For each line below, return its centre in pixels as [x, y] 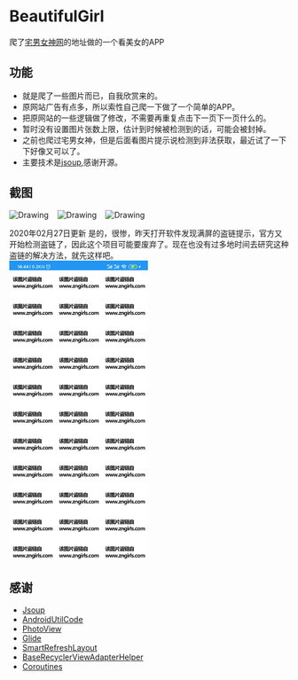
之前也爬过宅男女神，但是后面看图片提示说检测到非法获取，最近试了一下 [154, 140]
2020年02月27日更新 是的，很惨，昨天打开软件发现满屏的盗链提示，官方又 [146, 233]
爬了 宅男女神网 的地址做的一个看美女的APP [87, 42]
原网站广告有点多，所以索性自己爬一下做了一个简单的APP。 [131, 106]
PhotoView [42, 629]
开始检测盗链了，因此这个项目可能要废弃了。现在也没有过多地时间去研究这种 [149, 244]
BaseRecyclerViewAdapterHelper [82, 657]
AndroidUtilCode [52, 619]
